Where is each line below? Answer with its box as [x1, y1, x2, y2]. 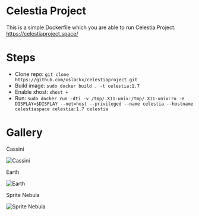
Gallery [6, 126, 43, 139]
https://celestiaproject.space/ [6, 30, 78, 37]
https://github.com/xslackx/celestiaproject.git [14, 77, 138, 82]
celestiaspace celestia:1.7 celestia [14, 106, 109, 112]
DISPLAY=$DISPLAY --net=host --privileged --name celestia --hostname [14, 101, 194, 107]
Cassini [6, 145, 24, 153]
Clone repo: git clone [14, 70, 70, 78]
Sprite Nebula [6, 191, 40, 198]
